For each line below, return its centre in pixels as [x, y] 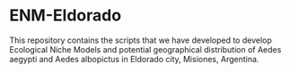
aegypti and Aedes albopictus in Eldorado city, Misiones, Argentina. [134, 59]
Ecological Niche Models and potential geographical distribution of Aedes [145, 49]
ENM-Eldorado [66, 16]
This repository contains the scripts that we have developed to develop [141, 40]
